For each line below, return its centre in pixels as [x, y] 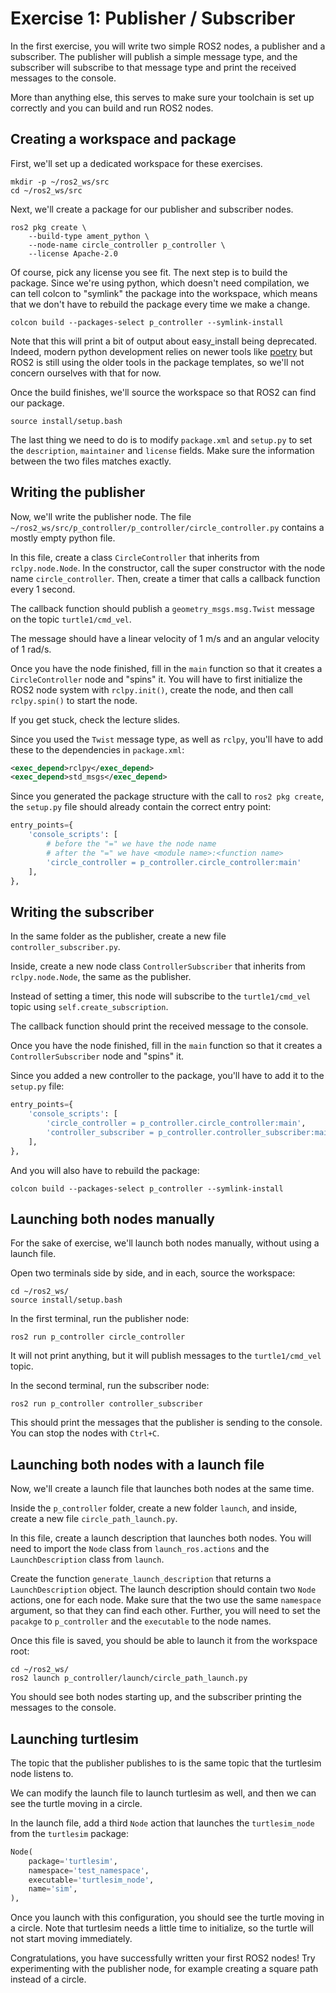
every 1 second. [43, 589]
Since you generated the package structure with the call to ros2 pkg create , [167, 796]
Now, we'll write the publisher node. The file [101, 516]
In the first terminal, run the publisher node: [100, 1319]
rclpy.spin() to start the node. [74, 700]
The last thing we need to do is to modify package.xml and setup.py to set [161, 439]
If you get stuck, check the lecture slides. [95, 719]
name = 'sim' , [53, 1889]
